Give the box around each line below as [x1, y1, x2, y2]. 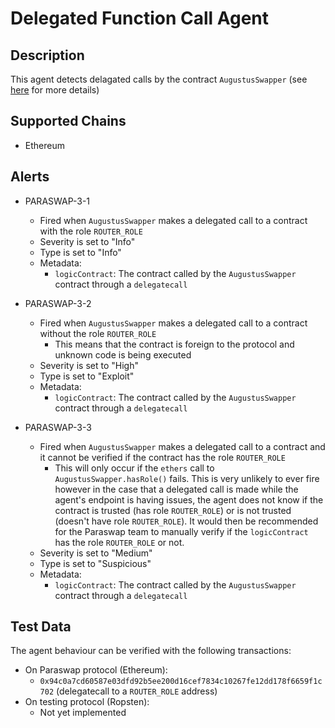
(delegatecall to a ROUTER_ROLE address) [56, 685, 218, 697]
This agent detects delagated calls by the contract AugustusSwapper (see [10, 73, 308, 85]
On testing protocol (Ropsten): [24, 696, 150, 708]
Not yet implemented [39, 707, 127, 719]
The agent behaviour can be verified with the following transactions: [10, 645, 292, 657]
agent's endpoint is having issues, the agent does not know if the [54, 493, 324, 506]
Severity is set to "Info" [39, 235, 136, 247]
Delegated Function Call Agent [10, 7, 270, 30]
